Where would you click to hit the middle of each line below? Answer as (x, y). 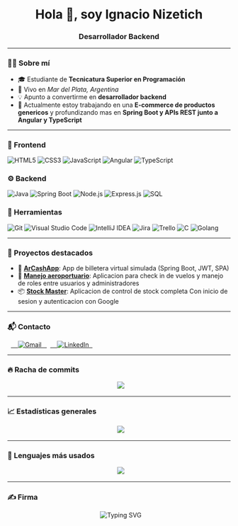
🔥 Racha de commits (44, 370)
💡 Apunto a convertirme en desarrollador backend (92, 97)
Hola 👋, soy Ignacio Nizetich (119, 15)
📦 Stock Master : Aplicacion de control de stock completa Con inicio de (123, 291)
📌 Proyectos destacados (50, 253)
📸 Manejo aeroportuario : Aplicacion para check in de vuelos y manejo (120, 275)
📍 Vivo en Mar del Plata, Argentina (68, 89)
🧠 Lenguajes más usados (51, 455)
